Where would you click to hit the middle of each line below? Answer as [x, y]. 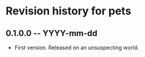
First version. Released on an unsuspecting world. [77, 47]
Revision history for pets [69, 11]
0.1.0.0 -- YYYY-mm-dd [52, 33]
